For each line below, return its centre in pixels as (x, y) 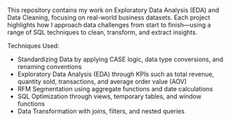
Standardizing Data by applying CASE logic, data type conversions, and (120, 59)
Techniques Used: (33, 46)
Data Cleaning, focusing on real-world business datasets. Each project (109, 17)
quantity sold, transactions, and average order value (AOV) (102, 82)
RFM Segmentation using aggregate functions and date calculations (115, 89)
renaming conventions (50, 67)
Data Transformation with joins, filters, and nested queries (101, 111)
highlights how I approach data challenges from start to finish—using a (109, 25)
